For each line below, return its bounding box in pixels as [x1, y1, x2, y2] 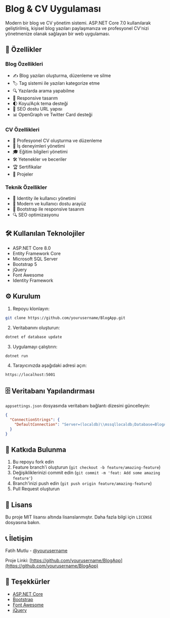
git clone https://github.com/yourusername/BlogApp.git [5, 315, 125, 320]
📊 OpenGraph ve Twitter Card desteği [12, 111, 93, 117]
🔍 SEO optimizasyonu [12, 212, 59, 218]
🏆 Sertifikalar [12, 163, 42, 170]
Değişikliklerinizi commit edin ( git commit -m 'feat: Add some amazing [12, 470, 160, 476]
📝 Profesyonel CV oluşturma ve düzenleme [12, 138, 102, 144]
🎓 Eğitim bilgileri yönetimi [12, 148, 68, 155]
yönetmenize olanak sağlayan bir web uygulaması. [5, 30, 110, 37]
